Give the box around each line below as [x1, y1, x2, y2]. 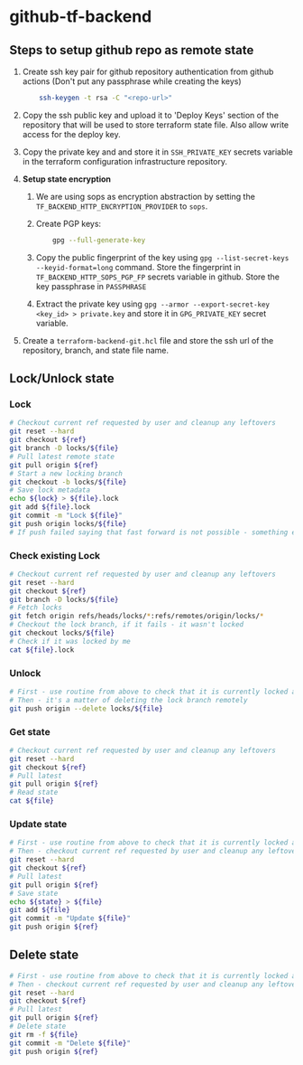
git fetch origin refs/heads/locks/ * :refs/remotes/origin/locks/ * [9, 612, 264, 621]
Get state [9, 725, 51, 738]
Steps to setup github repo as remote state [9, 42, 254, 58]
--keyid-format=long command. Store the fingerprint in [35, 261, 241, 272]
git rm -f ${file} [9, 1030, 78, 1039]
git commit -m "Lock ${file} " [9, 511, 124, 521]
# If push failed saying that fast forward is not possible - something [9, 527, 289, 537]
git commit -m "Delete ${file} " [9, 1038, 131, 1048]
